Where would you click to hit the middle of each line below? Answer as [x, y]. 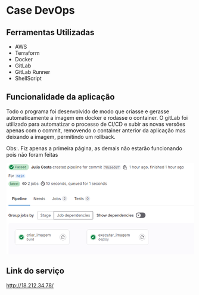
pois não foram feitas [32, 154]
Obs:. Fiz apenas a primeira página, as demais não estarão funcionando [94, 148]
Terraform [27, 53]
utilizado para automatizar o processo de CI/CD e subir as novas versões [96, 124]
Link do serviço [35, 271]
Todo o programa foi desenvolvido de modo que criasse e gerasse [88, 111]
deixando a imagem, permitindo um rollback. [61, 136]
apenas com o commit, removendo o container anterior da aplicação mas [96, 130]
